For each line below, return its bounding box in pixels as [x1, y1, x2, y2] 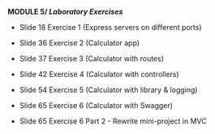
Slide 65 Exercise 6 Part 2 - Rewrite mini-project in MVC [19, 116, 208, 126]
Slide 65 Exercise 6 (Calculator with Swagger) [19, 101, 174, 110]
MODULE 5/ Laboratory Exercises [7, 7, 123, 16]
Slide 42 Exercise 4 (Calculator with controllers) [19, 69, 179, 79]
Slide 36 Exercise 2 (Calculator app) [19, 38, 140, 48]
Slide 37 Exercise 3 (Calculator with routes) [19, 54, 164, 63]
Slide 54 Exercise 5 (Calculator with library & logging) [19, 85, 198, 94]
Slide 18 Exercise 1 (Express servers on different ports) [19, 23, 202, 31]
